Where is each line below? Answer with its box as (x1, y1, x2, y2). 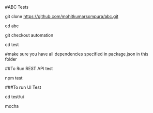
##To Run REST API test (5, 65, 53, 71)
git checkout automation (5, 32, 54, 38)
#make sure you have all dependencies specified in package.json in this (5, 51, 149, 57)
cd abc (5, 23, 19, 29)
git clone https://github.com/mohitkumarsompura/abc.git (5, 14, 119, 19)
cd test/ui (5, 94, 24, 99)
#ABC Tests (5, 4, 29, 10)
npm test (5, 75, 23, 81)
